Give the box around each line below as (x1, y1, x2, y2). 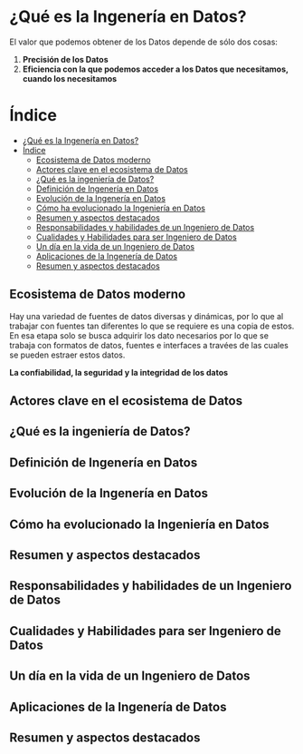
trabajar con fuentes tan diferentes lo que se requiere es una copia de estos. (9, 320, 295, 331)
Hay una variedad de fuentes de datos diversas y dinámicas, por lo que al (9, 310, 284, 321)
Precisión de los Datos (22, 54, 109, 64)
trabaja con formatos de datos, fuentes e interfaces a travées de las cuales (9, 339, 289, 350)
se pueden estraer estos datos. (9, 349, 126, 360)
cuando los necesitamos (22, 73, 118, 83)
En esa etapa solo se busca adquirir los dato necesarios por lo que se (9, 329, 270, 341)
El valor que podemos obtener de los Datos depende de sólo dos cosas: (9, 36, 279, 47)
